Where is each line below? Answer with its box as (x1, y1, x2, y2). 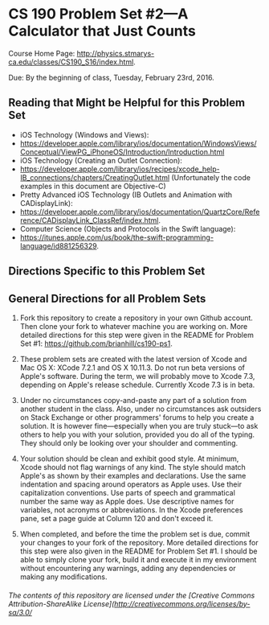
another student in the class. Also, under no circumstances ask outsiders (19, 404, 262, 413)
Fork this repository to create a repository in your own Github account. (19, 313, 253, 323)
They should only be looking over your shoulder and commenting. (19, 438, 238, 447)
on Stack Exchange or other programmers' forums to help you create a (19, 412, 255, 422)
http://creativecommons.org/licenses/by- (113, 598, 251, 608)
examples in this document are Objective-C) (19, 181, 166, 191)
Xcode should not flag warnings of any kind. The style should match (19, 462, 247, 471)
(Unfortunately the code (171, 172, 251, 182)
